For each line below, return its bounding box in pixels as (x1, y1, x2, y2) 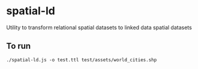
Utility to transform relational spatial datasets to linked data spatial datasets (6, 24, 192, 31)
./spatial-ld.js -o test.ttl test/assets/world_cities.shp (6, 57, 157, 63)
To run (6, 41, 31, 51)
